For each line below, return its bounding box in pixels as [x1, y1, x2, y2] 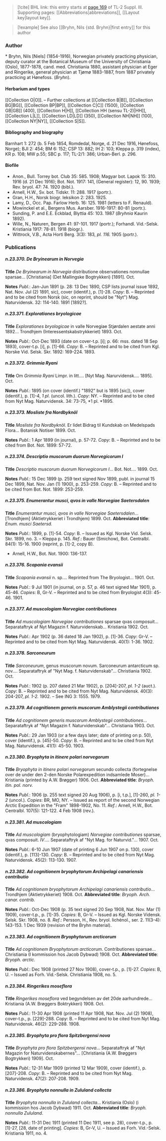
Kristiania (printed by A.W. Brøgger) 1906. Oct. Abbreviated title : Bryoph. [5, 777, 155, 783]
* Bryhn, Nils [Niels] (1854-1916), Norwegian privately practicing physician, [5, 53, 158, 59]
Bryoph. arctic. [5, 957, 36, 963]
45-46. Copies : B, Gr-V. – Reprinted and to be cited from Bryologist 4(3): [5, 589, 153, 595]
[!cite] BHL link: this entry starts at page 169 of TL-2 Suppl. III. [17, 4, 143, 10]
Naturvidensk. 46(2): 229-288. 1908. [5, 1021, 80, 1027]
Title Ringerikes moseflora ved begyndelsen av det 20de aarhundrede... [5, 995, 153, 1001]
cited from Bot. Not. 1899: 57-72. [5, 442, 72, 448]
